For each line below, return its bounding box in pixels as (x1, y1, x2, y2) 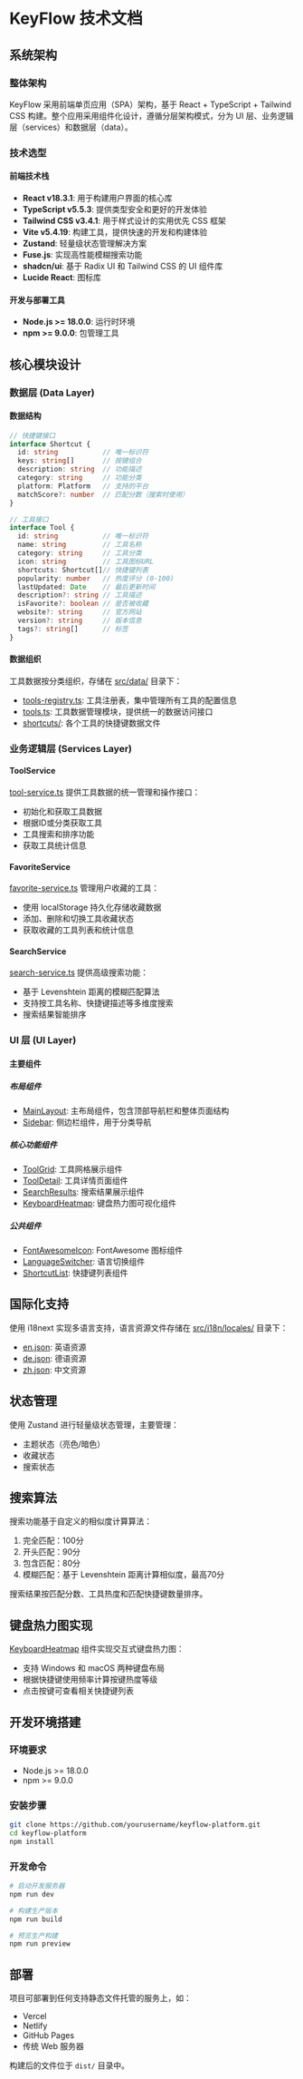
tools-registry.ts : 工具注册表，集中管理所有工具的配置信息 (22, 695, 237, 706)
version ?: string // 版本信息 (17, 616, 142, 626)
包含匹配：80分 (22, 1557, 81, 1569)
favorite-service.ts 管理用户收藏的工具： (9, 883, 160, 893)
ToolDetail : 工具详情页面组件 (22, 1175, 128, 1186)
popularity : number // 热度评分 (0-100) (17, 573, 175, 583)
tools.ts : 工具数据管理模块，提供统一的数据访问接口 (22, 706, 213, 717)
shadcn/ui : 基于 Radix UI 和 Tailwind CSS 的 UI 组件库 (22, 260, 223, 271)
